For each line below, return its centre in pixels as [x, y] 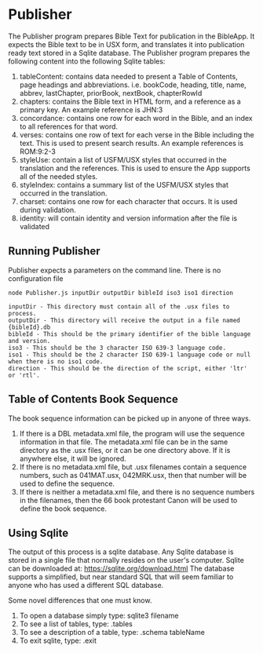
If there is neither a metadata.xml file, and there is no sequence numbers [137, 491]
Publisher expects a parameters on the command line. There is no [115, 270]
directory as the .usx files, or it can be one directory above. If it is [125, 450]
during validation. [47, 210]
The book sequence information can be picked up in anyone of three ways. [130, 418]
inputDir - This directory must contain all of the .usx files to [119, 306]
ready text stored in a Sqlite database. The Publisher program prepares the [129, 53]
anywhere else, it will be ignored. [73, 458]
